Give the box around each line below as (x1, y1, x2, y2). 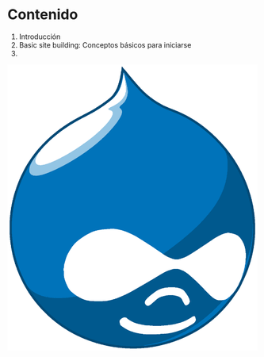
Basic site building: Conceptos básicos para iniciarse (18, 40, 192, 49)
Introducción (18, 32, 61, 41)
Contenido (7, 6, 78, 24)
